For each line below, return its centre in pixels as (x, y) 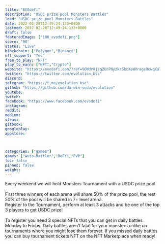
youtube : (14, 92)
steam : (12, 120)
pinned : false (20, 165)
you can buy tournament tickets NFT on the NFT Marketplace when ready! (80, 236)
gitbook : (14, 124)
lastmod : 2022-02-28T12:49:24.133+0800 (46, 28)
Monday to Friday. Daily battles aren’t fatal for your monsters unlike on (76, 226)
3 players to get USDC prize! (34, 210)
